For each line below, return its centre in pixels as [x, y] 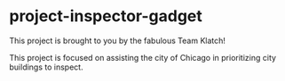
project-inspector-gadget [106, 16]
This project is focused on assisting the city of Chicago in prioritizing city [143, 57]
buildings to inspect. [46, 67]
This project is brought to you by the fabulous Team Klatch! [118, 40]
